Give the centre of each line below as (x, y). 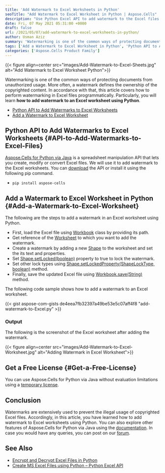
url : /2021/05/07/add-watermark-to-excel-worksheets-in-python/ (72, 32)
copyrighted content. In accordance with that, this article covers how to (77, 90)
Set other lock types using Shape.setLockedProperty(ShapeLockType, (83, 264)
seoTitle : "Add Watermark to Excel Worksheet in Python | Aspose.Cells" (81, 14)
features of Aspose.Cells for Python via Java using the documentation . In (79, 428)
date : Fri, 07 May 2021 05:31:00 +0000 (46, 23)
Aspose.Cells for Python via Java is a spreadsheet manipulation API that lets (82, 158)
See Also (19, 448)
